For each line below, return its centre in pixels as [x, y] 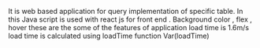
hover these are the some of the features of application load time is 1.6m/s [129, 27]
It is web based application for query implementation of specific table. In [126, 11]
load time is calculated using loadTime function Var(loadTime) [109, 36]
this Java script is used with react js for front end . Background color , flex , [130, 19]
